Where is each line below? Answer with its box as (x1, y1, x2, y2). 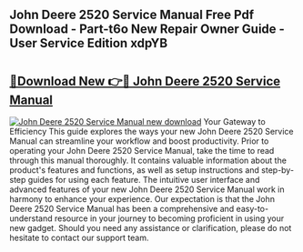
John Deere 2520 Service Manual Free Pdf (9, 7, 255, 23)
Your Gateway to (203, 116, 266, 126)
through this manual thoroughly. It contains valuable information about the (9, 155, 287, 166)
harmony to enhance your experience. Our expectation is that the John (9, 194, 276, 204)
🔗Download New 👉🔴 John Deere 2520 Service (9, 73, 280, 89)
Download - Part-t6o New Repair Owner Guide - (9, 22, 285, 37)
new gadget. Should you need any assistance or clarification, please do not (9, 223, 292, 233)
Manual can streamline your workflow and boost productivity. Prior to (9, 136, 269, 146)
